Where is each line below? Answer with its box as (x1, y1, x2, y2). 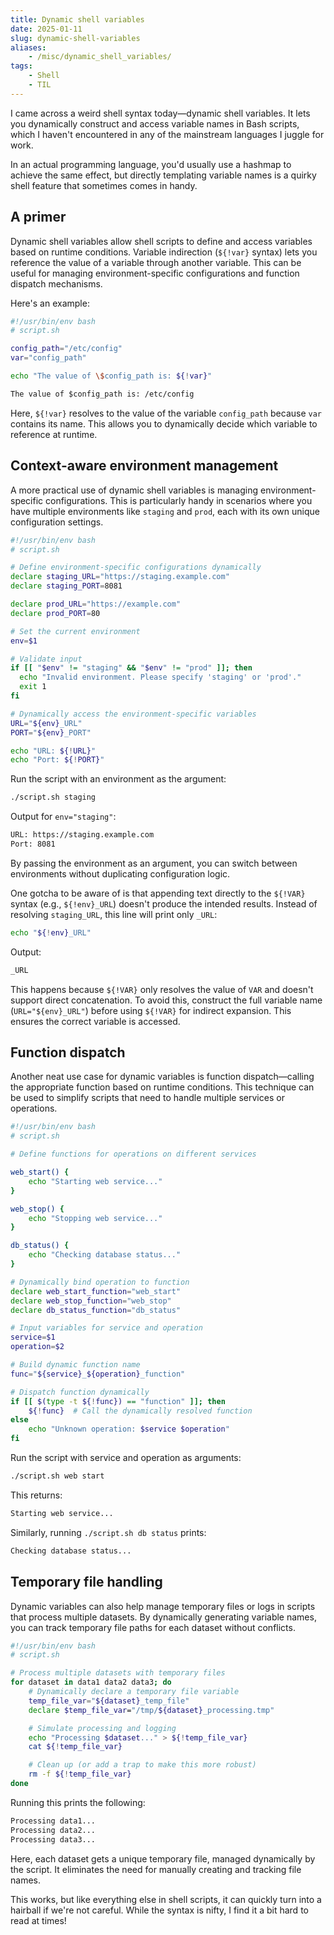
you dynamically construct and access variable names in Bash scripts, (10, 117, 300, 130)
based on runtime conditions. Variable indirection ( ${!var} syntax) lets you (10, 246, 318, 258)
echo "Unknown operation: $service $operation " (28, 1424, 230, 1435)
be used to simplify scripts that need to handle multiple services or (10, 1092, 285, 1104)
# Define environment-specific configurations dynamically (10, 562, 262, 573)
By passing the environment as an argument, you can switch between (10, 857, 298, 869)
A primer (10, 209, 67, 226)
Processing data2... (10, 1825, 97, 1835)
